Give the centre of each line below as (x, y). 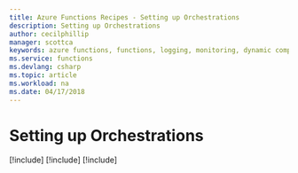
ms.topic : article (43, 75)
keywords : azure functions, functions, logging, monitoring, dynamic (141, 51)
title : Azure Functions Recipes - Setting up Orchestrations (125, 17)
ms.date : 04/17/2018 (47, 91)
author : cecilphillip (49, 34)
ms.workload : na (39, 83)
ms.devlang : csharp (45, 67)
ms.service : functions (51, 59)
